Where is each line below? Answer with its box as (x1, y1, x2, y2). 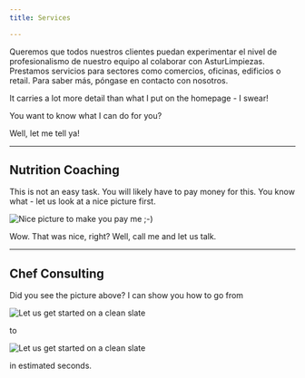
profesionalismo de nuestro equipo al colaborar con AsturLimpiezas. (9, 55, 265, 66)
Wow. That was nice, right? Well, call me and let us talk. (9, 231, 217, 242)
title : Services (9, 13, 71, 23)
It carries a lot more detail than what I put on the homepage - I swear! (9, 92, 270, 103)
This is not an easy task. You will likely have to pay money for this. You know (9, 187, 295, 198)
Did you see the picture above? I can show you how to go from (9, 290, 243, 301)
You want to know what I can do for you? (9, 110, 162, 121)
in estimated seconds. (9, 360, 93, 372)
